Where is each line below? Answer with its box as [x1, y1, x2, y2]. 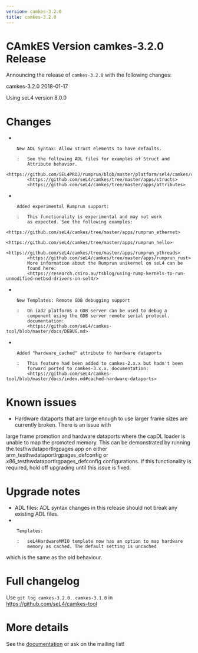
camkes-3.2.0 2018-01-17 [6, 83, 68, 90]
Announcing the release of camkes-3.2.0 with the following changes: [6, 71, 172, 78]
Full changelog [6, 575, 80, 588]
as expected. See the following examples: [27, 219, 133, 225]
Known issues [6, 395, 77, 409]
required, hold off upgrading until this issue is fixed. [6, 464, 131, 471]
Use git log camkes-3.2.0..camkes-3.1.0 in [6, 594, 113, 601]
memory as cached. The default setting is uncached [27, 543, 157, 550]
